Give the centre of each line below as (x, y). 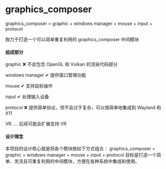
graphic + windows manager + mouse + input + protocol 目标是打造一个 (81, 155)
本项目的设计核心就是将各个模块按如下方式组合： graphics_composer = (80, 149)
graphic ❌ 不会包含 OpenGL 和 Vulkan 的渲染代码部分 (62, 64)
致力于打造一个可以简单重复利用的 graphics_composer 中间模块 (72, 39)
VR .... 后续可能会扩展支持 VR (36, 124)
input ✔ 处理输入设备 (27, 97)
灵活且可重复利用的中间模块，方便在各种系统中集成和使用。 (77, 161)
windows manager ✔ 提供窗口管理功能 (46, 75)
